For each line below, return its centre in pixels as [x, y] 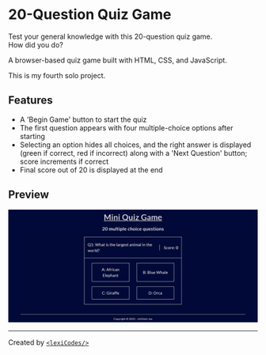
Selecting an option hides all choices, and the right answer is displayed [135, 145]
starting [32, 136]
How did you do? [36, 44]
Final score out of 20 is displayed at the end [91, 170]
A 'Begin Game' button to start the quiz [83, 119]
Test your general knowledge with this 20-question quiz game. [110, 36]
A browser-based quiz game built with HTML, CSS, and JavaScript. [118, 60]
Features [30, 100]
